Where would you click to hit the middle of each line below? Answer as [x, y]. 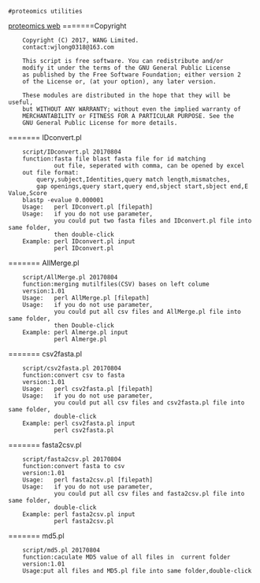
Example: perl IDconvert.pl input [79, 242]
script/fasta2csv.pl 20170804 [72, 459]
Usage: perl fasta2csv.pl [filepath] [88, 480]
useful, [21, 102]
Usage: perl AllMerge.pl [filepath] [86, 298]
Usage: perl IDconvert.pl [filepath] [88, 207]
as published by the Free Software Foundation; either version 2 [132, 75]
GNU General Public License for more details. [100, 123]
